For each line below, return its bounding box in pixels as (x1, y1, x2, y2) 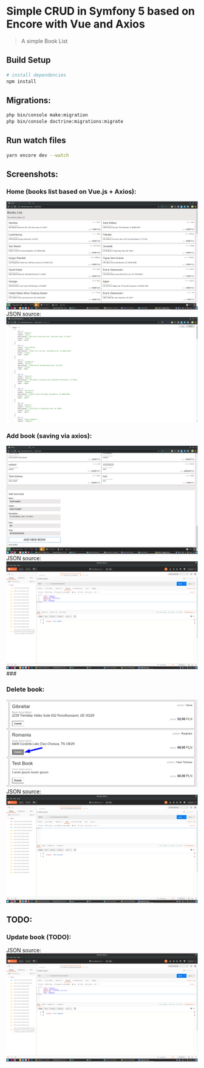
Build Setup (6, 55, 51, 65)
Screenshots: (6, 169, 59, 180)
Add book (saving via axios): (6, 431, 92, 440)
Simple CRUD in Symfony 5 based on (6, 4, 195, 18)
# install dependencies (6, 72, 67, 78)
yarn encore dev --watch (6, 152, 69, 158)
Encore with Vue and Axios (6, 17, 146, 31)
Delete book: (6, 685, 45, 694)
